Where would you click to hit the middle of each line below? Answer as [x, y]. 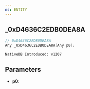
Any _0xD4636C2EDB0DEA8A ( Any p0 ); [40, 45]
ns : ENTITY [16, 10]
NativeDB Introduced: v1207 [34, 55]
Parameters [23, 69]
